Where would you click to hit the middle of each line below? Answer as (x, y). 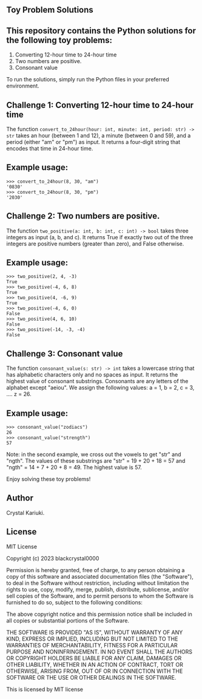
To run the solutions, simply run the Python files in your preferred (88, 80)
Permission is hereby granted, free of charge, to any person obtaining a (96, 570)
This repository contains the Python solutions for (101, 31)
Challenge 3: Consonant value (65, 354)
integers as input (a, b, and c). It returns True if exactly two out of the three (100, 237)
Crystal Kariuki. (25, 513)
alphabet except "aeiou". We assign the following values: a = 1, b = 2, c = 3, (100, 387)
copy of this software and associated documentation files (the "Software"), (100, 576)
